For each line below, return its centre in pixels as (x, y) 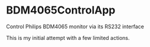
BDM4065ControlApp (61, 10)
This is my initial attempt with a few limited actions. (68, 38)
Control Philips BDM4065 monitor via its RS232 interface (75, 26)
